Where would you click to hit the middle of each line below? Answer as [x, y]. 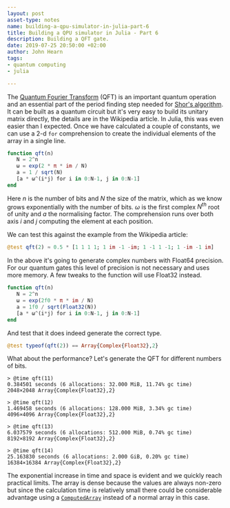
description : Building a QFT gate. [58, 39]
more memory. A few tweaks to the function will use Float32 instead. [104, 275]
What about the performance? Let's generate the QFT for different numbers [114, 359]
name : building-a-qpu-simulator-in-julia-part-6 [78, 26]
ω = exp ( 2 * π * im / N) [52, 166]
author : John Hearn [35, 52]
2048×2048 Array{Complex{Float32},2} [61, 391]
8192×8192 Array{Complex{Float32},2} [61, 439]
